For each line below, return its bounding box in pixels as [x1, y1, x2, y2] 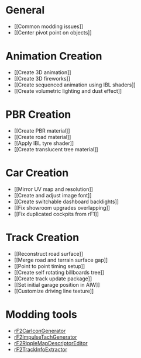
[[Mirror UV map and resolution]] [13, 185, 93, 193]
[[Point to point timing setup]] [13, 262, 85, 269]
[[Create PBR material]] [13, 127, 71, 134]
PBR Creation [5, 108, 71, 121]
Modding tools [5, 308, 77, 321]
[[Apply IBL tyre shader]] [13, 140, 74, 147]
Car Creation [5, 166, 69, 179]
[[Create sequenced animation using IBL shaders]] [13, 81, 136, 88]
